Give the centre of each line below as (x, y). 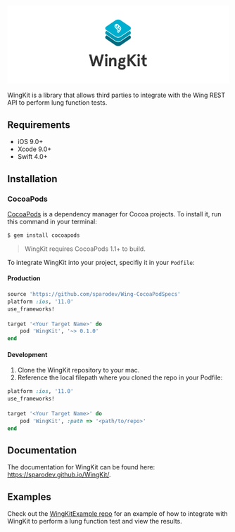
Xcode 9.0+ (34, 149)
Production (24, 278)
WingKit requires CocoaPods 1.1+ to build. (85, 249)
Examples (29, 497)
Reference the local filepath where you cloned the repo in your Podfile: (120, 377)
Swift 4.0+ (32, 157)
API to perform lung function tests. (57, 103)
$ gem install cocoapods (44, 235)
